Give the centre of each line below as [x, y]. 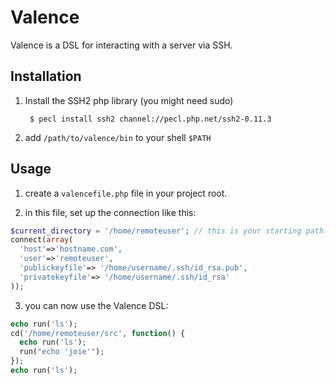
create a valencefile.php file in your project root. [126, 193]
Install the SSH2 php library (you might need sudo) [129, 100]
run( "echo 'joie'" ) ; [62, 352]
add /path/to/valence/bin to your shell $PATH [118, 137]
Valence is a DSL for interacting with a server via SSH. [121, 45]
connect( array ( [42, 240]
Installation [46, 76]
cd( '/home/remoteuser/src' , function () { [98, 333]
